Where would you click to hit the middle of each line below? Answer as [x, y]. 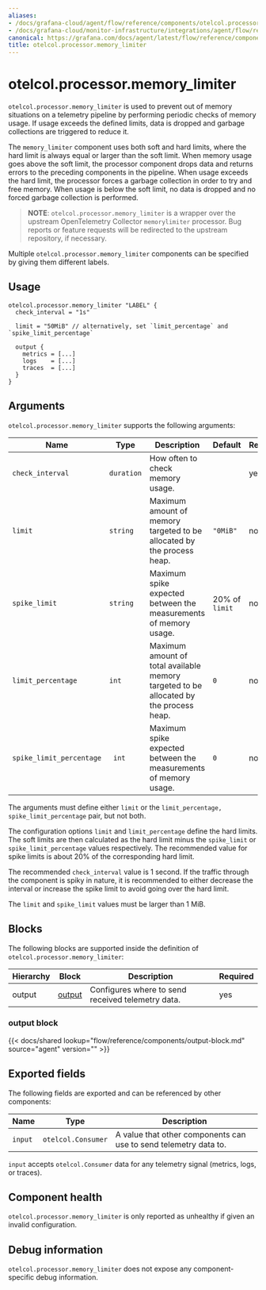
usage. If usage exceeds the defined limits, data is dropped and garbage [127, 123]
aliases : [23, 15]
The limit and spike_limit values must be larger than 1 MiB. [107, 904]
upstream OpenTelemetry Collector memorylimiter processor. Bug [135, 221]
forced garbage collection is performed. [73, 198]
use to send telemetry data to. [171, 1144]
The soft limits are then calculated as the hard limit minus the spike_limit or [132, 839]
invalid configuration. [43, 1225]
